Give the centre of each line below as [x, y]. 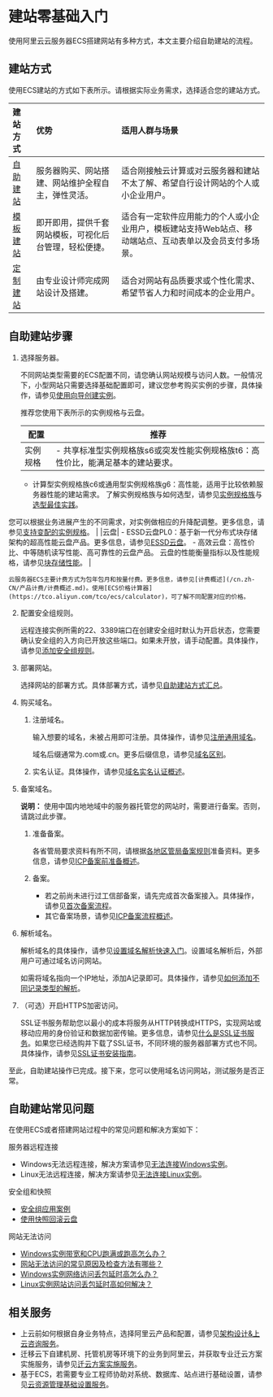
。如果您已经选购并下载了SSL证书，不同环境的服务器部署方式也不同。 [144, 1043]
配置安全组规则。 [49, 613]
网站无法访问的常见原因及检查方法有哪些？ [91, 1264]
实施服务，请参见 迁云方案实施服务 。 [81, 1364]
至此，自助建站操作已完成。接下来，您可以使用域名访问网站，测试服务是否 [133, 1070]
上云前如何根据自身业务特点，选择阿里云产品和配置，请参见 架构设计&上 [140, 1334]
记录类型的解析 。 [56, 988]
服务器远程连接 [33, 1147]
